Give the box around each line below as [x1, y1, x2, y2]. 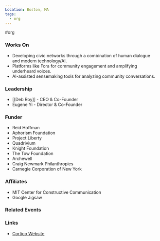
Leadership [5, 86, 33, 92]
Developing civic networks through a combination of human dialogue [12, 52, 151, 58]
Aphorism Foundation [12, 130, 55, 136]
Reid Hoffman [12, 125, 40, 131]
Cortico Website [12, 230, 45, 236]
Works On [5, 42, 29, 49]
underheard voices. [12, 68, 52, 74]
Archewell [12, 156, 33, 162]
